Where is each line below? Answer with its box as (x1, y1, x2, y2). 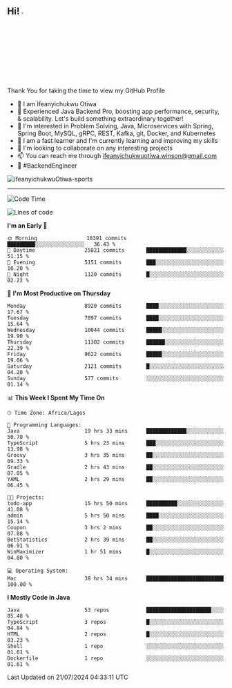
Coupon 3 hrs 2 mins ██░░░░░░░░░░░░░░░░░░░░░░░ (7, 524, 224, 531)
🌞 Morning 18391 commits (7, 235, 127, 242)
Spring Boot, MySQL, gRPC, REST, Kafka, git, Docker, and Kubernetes (17, 129, 216, 137)
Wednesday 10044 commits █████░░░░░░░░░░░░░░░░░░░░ (7, 326, 224, 333)
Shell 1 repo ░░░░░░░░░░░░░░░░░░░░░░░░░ (7, 642, 224, 649)
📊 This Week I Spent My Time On (7, 393, 105, 402)
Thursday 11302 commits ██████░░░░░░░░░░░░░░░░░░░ (7, 338, 224, 346)
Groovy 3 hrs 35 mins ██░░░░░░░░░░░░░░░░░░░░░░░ (7, 451, 224, 458)
